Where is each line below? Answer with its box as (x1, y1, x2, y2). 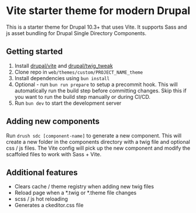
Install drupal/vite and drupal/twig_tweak (14, 62, 113, 69)
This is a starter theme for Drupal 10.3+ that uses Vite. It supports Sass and (6, 23, 187, 30)
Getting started (6, 47, 63, 57)
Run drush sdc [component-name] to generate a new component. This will (6, 132, 182, 139)
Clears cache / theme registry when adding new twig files (14, 183, 154, 190)
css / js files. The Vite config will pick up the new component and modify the (6, 145, 191, 152)
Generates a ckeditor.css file (14, 202, 84, 209)
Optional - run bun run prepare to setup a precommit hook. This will (14, 81, 178, 88)
